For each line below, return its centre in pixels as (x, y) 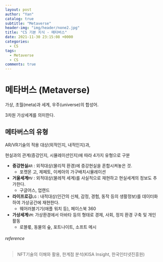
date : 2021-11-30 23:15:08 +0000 (39, 37)
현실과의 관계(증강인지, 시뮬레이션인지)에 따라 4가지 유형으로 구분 (68, 155)
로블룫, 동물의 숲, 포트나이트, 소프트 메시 (58, 227)
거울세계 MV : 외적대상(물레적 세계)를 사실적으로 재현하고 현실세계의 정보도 (82, 178)
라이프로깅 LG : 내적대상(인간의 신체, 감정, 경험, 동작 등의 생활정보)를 (76, 196)
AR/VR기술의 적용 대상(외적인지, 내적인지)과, (48, 145)
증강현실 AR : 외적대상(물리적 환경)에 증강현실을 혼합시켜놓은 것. (72, 165)
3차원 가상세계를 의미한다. (30, 115)
